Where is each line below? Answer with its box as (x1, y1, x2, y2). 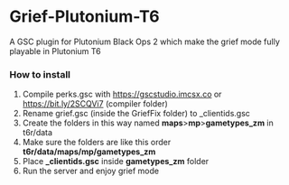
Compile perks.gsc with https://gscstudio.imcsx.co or (22, 88, 222, 100)
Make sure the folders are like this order (22, 137, 172, 148)
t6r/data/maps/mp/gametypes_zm (22, 146, 156, 157)
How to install (9, 68, 70, 80)
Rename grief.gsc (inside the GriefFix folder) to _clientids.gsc (22, 108, 251, 119)
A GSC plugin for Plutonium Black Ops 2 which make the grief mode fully (9, 36, 280, 47)
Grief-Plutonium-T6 (9, 6, 160, 27)
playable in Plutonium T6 (9, 45, 101, 56)
